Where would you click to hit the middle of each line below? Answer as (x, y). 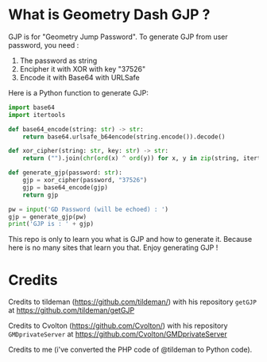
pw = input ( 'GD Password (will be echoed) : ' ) (89, 209)
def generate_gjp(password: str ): (66, 173)
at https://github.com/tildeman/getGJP (72, 310)
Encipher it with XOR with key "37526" (83, 68)
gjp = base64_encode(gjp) (66, 187)
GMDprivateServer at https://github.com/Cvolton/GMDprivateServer (118, 334)
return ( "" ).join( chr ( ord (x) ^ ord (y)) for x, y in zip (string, (131, 158)
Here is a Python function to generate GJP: (79, 92)
